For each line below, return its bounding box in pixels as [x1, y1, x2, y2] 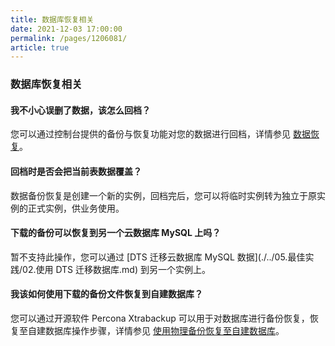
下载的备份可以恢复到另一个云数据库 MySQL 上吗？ [10, 227, 222, 239]
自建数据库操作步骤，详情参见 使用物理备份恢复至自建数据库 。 [27, 324, 285, 336]
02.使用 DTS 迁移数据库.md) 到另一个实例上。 [22, 263, 211, 275]
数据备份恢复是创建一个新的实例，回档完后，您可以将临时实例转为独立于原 [10, 189, 317, 201]
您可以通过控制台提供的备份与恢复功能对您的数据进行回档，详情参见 [10, 128, 291, 140]
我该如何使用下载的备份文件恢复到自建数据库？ [10, 288, 203, 300]
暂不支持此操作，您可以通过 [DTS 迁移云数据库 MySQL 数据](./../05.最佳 [10, 251, 306, 263]
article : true [10, 42, 70, 53]
